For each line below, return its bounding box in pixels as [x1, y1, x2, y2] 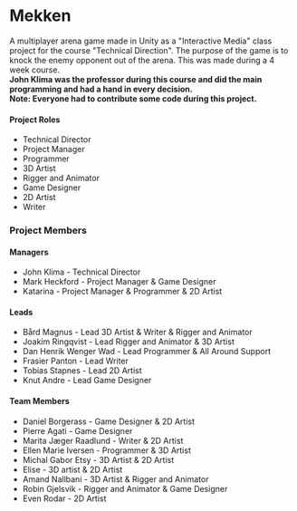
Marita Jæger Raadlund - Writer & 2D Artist [22, 435, 184, 446]
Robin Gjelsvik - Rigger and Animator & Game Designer [22, 483, 228, 494]
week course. [9, 64, 61, 75]
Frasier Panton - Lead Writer [22, 355, 129, 367]
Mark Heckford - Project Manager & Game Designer [22, 276, 216, 287]
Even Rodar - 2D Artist [22, 493, 107, 504]
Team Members [9, 396, 70, 407]
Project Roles [9, 114, 61, 125]
